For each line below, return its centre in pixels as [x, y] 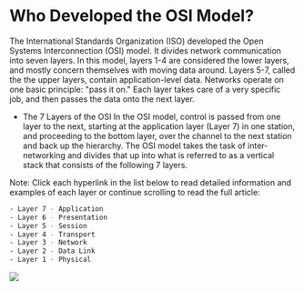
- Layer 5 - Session [49, 226]
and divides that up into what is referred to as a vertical [171, 155]
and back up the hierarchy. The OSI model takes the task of [134, 145]
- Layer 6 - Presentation [58, 217]
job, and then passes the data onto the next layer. [102, 99]
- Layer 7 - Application [56, 209]
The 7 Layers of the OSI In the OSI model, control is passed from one [152, 116]
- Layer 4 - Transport [52, 234]
